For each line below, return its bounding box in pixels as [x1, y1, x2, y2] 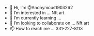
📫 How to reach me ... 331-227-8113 [9, 26, 83, 31]
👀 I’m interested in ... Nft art [9, 10, 64, 16]
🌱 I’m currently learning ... [9, 15, 62, 20]
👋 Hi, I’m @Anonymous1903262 [9, 5, 73, 10]
